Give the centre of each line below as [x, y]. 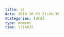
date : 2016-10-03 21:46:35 [32, 14]
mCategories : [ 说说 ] [25, 18]
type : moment [18, 23]
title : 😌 [15, 9]
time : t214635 [19, 27]
